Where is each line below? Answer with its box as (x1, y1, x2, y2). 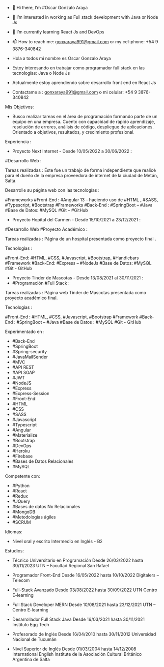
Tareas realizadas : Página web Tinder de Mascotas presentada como (5, 290, 146, 295)
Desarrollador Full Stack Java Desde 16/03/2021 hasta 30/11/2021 (12, 616, 145, 622)
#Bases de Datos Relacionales (12, 458, 74, 464)
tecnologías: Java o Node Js (12, 70, 70, 76)
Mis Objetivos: (5, 104, 34, 110)
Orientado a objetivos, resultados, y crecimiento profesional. (12, 129, 135, 135)
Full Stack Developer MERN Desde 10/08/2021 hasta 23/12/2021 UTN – (12, 602, 156, 607)
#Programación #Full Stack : (12, 280, 70, 286)
